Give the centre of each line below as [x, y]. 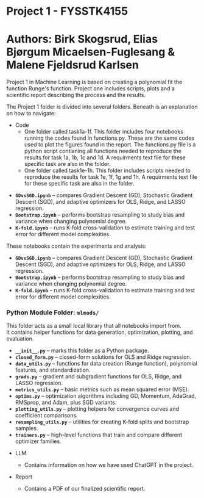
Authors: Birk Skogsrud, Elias [82, 39]
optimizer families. [38, 441]
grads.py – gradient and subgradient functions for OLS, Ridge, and [98, 377]
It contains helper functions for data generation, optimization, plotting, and [100, 332]
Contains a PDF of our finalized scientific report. [85, 489]
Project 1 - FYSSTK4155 [67, 11]
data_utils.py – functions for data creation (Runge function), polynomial [106, 364]
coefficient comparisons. [46, 416]
